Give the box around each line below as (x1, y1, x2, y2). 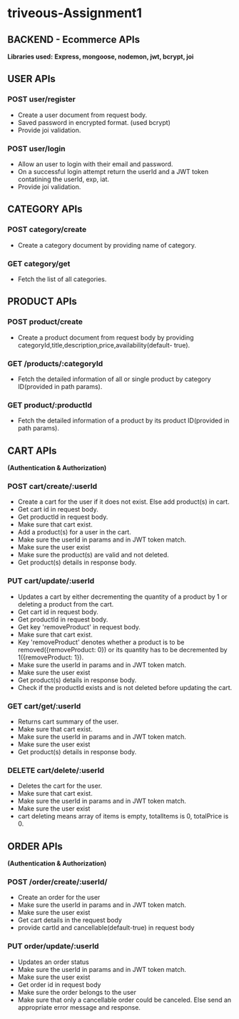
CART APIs (7, 445, 57, 457)
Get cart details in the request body (17, 916, 123, 925)
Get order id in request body (17, 980, 101, 989)
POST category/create (7, 225, 87, 235)
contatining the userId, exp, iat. (17, 175, 109, 183)
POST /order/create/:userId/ (7, 876, 108, 886)
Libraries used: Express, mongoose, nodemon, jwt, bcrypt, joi (7, 52, 194, 61)
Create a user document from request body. (17, 111, 148, 119)
